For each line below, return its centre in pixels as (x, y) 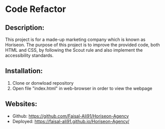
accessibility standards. (29, 55)
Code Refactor (36, 9)
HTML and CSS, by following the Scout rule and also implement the (74, 50)
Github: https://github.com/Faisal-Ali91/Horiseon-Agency (71, 116)
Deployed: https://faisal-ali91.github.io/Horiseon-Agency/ (71, 121)
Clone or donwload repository (43, 83)
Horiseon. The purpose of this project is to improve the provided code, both (82, 45)
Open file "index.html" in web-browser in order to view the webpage (82, 88)
